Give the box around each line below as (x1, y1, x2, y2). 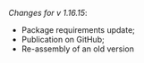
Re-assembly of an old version (21, 43, 135, 54)
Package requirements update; (21, 25, 136, 35)
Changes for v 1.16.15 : (8, 8, 88, 18)
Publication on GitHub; (21, 35, 105, 44)
